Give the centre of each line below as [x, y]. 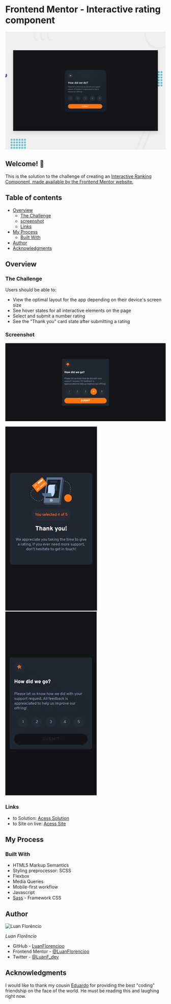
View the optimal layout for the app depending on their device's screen [87, 300]
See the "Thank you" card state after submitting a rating [71, 322]
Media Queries [28, 882]
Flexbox [21, 876]
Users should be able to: [31, 290]
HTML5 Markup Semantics [41, 865]
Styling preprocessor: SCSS [42, 871]
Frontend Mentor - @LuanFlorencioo [51, 951]
